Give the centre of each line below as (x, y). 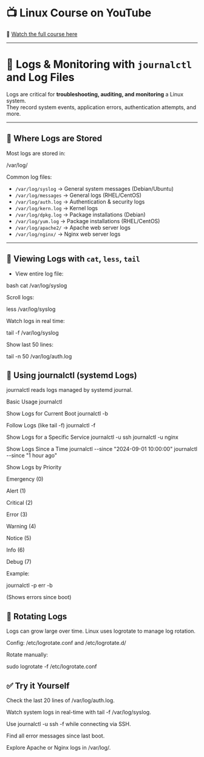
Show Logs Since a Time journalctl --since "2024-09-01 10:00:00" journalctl (102, 449)
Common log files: (29, 177)
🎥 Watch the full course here (42, 34)
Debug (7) (19, 562)
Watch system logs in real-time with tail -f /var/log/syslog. (79, 712)
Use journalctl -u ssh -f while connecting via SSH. (69, 723)
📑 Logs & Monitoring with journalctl (99, 64)
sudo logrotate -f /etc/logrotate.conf (52, 667)
